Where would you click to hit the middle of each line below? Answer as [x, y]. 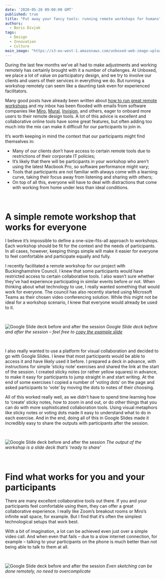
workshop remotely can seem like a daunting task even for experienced [77, 86]
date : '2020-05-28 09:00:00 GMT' [39, 10]
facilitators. [16, 91]
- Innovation [23, 42]
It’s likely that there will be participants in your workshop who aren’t [80, 161]
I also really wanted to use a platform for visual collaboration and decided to [82, 351]
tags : [11, 32]
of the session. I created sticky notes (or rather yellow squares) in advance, [82, 372]
